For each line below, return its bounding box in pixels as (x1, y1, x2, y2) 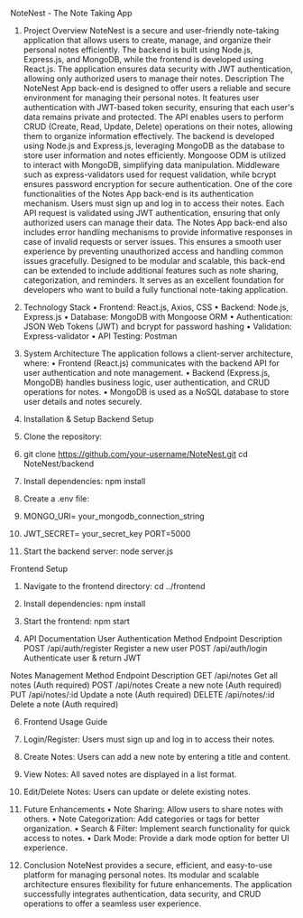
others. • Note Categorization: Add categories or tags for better (23, 813, 261, 824)
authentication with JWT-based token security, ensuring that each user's (23, 102, 295, 112)
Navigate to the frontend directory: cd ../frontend (23, 581, 206, 591)
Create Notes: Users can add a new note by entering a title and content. (23, 752, 291, 762)
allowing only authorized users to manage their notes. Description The (23, 73, 285, 84)
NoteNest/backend (23, 458, 95, 469)
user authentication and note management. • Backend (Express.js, (23, 368, 271, 378)
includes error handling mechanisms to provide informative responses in (23, 227, 293, 238)
